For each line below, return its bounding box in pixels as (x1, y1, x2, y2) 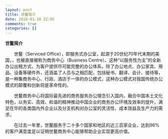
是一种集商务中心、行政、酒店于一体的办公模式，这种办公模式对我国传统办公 (5, 76, 163, 82)
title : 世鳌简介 (5, 12, 36, 17)
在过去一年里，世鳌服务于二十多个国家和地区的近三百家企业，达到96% (13, 122, 160, 128)
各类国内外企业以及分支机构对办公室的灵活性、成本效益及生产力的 (22, 105, 158, 111)
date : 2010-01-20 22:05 (5, 16, 55, 21)
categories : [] (5, 26, 37, 31)
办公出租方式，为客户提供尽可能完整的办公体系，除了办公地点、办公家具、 (5, 63, 158, 69)
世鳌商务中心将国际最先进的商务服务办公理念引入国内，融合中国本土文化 (13, 93, 163, 99)
